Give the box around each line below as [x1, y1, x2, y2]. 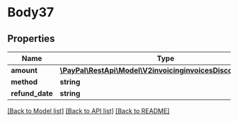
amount [11, 65, 38, 75]
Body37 [7, 4, 55, 21]
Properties [7, 33, 55, 45]
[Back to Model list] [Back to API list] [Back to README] [7, 107, 170, 115]
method [11, 77, 38, 87]
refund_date [11, 89, 53, 98]
